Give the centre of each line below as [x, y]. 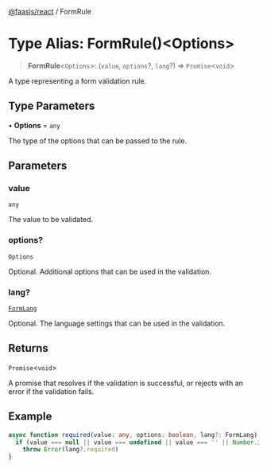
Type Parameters [52, 106]
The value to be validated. [51, 220]
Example [30, 417]
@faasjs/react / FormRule [50, 12]
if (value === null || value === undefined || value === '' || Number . [137, 442]
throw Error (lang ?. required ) [71, 450]
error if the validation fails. [51, 391]
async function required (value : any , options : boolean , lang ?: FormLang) [133, 435]
